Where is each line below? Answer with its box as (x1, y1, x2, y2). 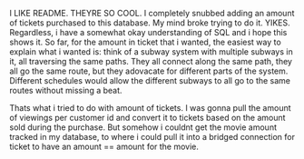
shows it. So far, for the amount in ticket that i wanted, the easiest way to (9, 36, 281, 47)
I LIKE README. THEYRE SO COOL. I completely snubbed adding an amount (9, 8, 295, 18)
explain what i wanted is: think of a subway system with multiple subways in (9, 46, 293, 57)
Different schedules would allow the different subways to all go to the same (9, 75, 291, 85)
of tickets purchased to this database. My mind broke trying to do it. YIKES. (9, 17, 290, 28)
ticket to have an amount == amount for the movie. (9, 141, 200, 152)
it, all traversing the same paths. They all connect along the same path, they (9, 56, 293, 66)
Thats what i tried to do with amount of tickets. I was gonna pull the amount (9, 103, 292, 113)
